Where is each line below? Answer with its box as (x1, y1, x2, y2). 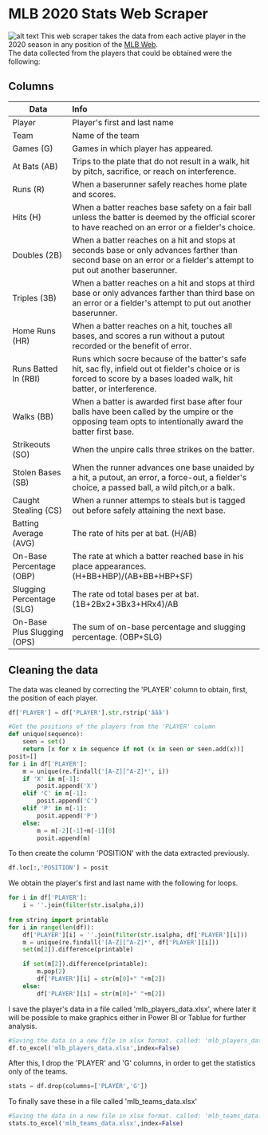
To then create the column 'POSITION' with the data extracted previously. (8, 849, 250, 858)
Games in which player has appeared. (72, 143, 214, 154)
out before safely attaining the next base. (72, 504, 226, 515)
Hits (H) (12, 211, 41, 223)
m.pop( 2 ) (37, 968, 66, 975)
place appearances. (72, 560, 147, 571)
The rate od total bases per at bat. (72, 588, 199, 599)
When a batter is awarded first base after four (72, 396, 243, 407)
